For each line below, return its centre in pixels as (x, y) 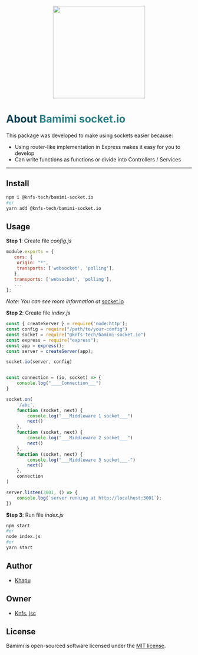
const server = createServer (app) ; (50, 351)
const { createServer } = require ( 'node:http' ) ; (67, 324)
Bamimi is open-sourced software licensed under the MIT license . (86, 646)
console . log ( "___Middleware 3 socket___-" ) (81, 460)
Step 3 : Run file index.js (35, 515)
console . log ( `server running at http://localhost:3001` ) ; (89, 498)
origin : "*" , (33, 262)
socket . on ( (19, 399)
